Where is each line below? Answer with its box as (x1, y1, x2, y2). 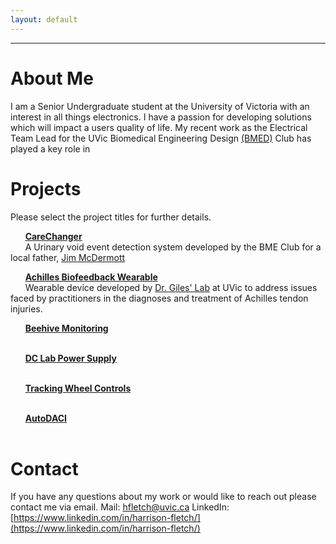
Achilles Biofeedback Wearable (24, 271, 158, 283)
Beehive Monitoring (24, 322, 109, 334)
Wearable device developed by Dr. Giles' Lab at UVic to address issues (24, 281, 318, 293)
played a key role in (10, 142, 91, 155)
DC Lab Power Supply (24, 352, 117, 364)
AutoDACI (24, 412, 68, 424)
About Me (10, 67, 94, 90)
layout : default (10, 14, 78, 25)
